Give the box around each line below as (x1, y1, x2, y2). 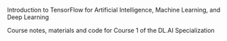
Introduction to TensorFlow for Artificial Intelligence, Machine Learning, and (7, 6, 221, 14)
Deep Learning (7, 13, 49, 21)
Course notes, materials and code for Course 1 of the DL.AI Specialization (7, 27, 215, 34)
